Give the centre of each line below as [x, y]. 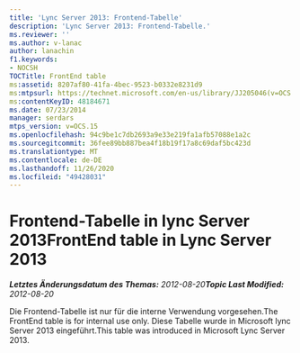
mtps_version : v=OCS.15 [54, 127]
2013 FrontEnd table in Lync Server [141, 240]
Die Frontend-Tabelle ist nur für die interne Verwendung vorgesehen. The [144, 312]
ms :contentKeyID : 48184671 [60, 101]
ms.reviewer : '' [40, 34]
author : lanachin [42, 51]
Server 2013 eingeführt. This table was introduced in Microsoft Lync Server [147, 330]
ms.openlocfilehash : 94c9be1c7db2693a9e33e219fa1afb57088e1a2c [130, 135]
